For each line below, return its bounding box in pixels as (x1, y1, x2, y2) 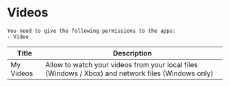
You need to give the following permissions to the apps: (7, 27, 176, 34)
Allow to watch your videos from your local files (45, 60, 199, 69)
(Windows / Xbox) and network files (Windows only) (45, 69, 214, 78)
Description (112, 48, 152, 58)
